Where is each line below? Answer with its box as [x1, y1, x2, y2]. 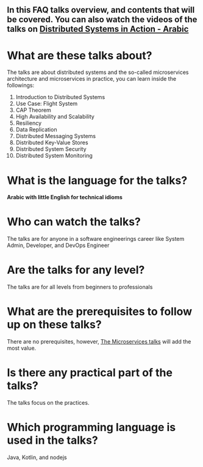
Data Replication [15, 126, 57, 133]
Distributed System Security [15, 145, 87, 153]
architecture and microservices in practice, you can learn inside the [7, 75, 176, 83]
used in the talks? [7, 433, 98, 447]
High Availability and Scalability [15, 113, 95, 120]
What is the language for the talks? [7, 174, 188, 187]
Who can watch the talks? [7, 215, 141, 229]
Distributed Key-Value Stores [15, 139, 88, 146]
